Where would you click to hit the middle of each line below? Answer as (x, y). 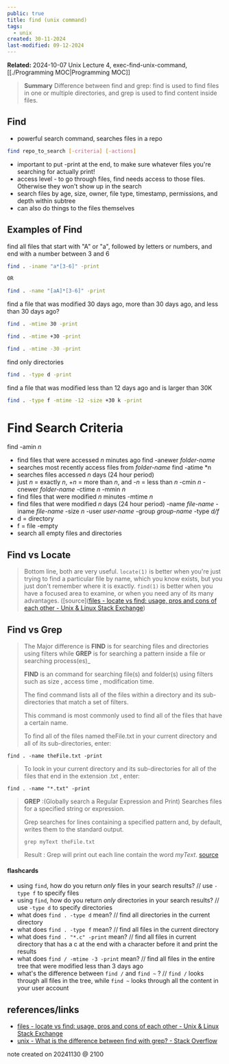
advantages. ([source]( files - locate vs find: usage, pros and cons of (120, 601)
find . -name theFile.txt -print (55, 756)
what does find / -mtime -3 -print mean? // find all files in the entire (116, 959)
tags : (15, 26)
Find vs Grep (35, 630)
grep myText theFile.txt (59, 842)
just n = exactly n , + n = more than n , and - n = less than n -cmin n (109, 482)
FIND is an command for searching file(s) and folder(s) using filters (119, 674)
